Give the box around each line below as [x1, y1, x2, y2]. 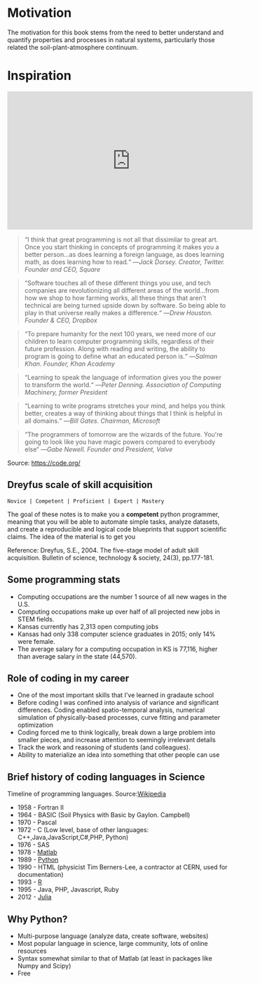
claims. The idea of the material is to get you [7, 532, 135, 541]
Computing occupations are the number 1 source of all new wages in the [17, 592, 227, 601]
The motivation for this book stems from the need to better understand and [7, 28, 224, 37]
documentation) [17, 871, 64, 879]
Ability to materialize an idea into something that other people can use [17, 751, 220, 759]
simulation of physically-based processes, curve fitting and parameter [17, 713, 221, 722]
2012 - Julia [17, 893, 52, 902]
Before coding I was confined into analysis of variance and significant [17, 699, 219, 707]
